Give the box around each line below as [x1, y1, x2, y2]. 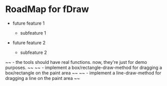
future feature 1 [12, 20, 45, 26]
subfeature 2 [20, 49, 47, 55]
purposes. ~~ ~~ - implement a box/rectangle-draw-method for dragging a [5, 64, 162, 70]
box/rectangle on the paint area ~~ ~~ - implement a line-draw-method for [5, 69, 161, 76]
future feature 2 [12, 39, 46, 46]
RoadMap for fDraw [5, 4, 90, 15]
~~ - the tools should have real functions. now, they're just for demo [5, 59, 147, 65]
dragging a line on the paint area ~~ [5, 75, 80, 81]
